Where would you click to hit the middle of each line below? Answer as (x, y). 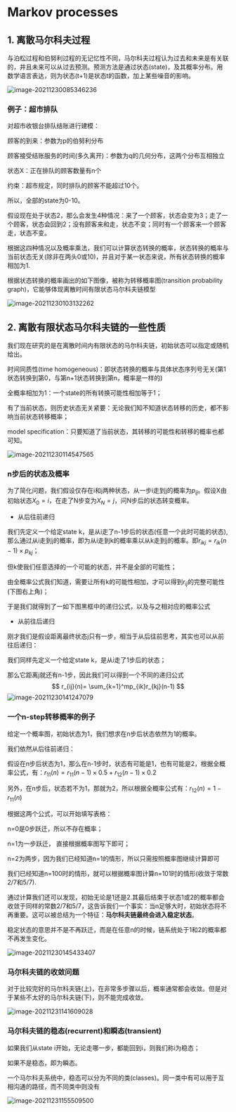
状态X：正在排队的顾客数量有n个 (54, 171)
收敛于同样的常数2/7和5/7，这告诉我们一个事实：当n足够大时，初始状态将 (114, 906)
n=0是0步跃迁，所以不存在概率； (55, 829)
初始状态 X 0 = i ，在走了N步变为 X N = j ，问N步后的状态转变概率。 (100, 501)
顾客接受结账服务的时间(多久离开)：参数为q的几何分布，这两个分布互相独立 (116, 156)
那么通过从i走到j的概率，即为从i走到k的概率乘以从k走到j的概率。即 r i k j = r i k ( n (117, 541)
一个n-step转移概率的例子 (52, 717)
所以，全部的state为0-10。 (46, 200)
